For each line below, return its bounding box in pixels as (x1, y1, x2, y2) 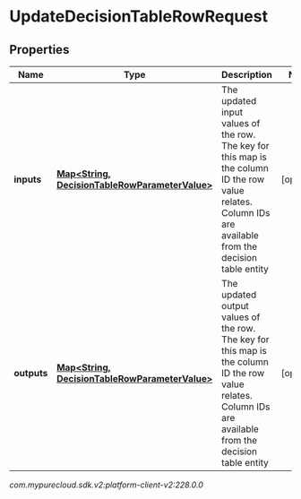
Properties (9, 42, 70, 57)
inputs (13, 173, 42, 185)
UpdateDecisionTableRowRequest (9, 6, 269, 27)
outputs (13, 367, 48, 379)
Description (220, 69, 273, 81)
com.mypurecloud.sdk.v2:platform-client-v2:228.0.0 (9, 479, 204, 490)
